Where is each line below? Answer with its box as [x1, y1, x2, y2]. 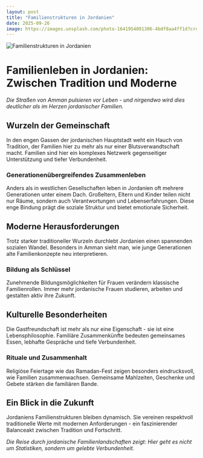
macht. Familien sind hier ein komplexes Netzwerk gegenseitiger [6, 149, 167, 156]
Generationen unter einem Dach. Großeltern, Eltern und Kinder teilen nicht [6, 191, 191, 198]
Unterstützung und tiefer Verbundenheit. [6, 155, 108, 163]
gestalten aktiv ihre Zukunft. [6, 292, 76, 299]
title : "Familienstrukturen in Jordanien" [6, 15, 115, 21]
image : [6, 25, 23, 32]
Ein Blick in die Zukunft [6, 397, 94, 408]
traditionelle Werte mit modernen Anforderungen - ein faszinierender [6, 420, 178, 427]
